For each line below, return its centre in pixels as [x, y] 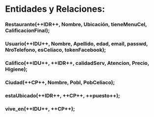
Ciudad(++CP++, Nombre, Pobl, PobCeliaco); [60, 82]
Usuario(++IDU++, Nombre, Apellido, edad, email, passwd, [77, 44]
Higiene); [16, 69]
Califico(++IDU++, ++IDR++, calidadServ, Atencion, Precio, [77, 63]
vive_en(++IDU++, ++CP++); [40, 109]
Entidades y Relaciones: [55, 9]
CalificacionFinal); [27, 30]
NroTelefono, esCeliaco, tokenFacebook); [56, 50]
